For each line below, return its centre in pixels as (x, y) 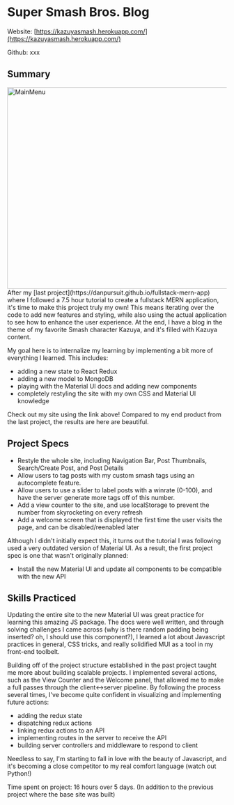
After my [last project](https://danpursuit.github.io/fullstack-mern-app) (109, 292)
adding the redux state (50, 716)
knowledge (33, 400)
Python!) (19, 774)
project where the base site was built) (61, 795)
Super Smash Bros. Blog (78, 12)
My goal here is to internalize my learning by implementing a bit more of (110, 350)
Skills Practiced (42, 598)
